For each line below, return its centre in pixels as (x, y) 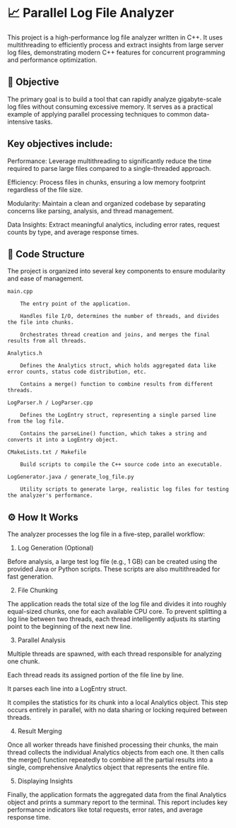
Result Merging (40, 731)
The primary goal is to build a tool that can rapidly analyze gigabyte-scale (114, 99)
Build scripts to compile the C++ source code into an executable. (121, 465)
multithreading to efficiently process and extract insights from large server (116, 45)
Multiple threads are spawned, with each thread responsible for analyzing (114, 654)
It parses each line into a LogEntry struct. (67, 689)
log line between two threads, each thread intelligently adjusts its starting (114, 619)
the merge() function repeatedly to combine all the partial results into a (110, 760)
